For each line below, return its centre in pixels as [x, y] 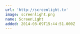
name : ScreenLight [24, 19]
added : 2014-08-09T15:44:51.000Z [40, 24]
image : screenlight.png [30, 14]
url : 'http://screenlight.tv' [37, 10]
